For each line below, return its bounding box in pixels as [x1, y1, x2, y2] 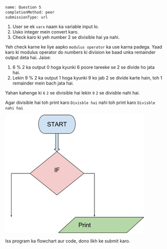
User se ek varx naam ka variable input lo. [12, 23, 99, 29]
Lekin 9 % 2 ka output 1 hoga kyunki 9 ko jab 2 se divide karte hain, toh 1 [12, 75, 162, 80]
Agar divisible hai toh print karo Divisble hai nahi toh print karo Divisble [5, 99, 155, 105]
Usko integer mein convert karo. [12, 29, 79, 34]
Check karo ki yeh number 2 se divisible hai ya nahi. [12, 34, 120, 40]
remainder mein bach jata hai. [12, 80, 74, 86]
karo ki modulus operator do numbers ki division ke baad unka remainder [5, 49, 156, 55]
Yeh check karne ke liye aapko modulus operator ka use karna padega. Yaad [5, 44, 162, 49]
